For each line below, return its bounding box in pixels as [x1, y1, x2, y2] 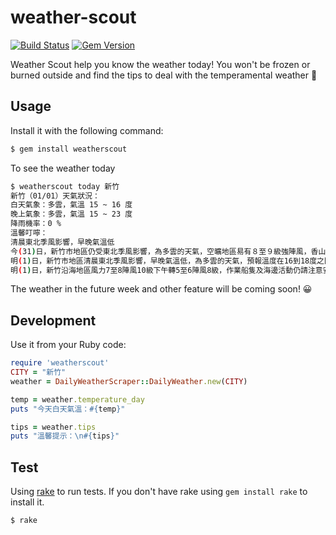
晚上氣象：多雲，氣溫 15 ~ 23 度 [10, 209, 133, 220]
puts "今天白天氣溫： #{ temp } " [10, 404, 126, 414]
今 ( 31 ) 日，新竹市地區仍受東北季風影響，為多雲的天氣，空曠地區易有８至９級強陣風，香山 [10, 246, 327, 256]
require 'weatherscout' [10, 358, 110, 368]
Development [10, 312, 97, 329]
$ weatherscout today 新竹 [10, 181, 120, 191]
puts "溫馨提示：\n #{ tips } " [10, 431, 120, 441]
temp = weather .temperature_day [10, 394, 145, 405]
